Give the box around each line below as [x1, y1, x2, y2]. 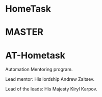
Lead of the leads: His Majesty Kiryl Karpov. [5, 86, 98, 92]
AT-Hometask [5, 49, 65, 61]
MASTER [5, 26, 43, 38]
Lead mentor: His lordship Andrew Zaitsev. [5, 76, 95, 82]
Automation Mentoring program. [5, 67, 73, 73]
